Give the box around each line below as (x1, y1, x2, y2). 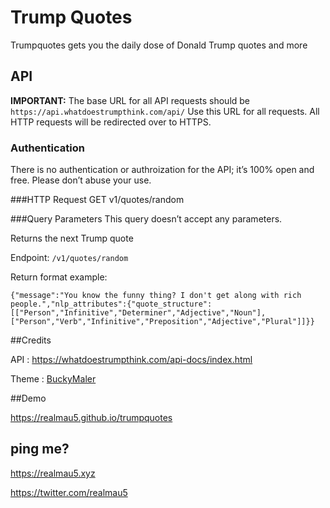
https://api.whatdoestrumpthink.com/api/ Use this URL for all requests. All (10, 105, 320, 117)
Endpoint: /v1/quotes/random (10, 252, 129, 264)
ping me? (10, 441, 70, 458)
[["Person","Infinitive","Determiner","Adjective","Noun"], (10, 308, 267, 318)
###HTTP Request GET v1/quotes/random (10, 194, 185, 206)
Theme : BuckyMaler (10, 373, 97, 385)
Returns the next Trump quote (10, 232, 134, 245)
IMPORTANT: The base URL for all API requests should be (10, 94, 251, 106)
